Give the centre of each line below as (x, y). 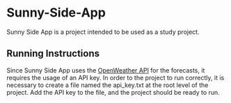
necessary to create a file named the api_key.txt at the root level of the (107, 85)
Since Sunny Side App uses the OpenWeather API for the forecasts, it (106, 70)
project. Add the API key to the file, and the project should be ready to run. (113, 92)
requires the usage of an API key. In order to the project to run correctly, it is (115, 77)
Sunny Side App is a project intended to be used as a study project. (103, 32)
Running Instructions (53, 54)
